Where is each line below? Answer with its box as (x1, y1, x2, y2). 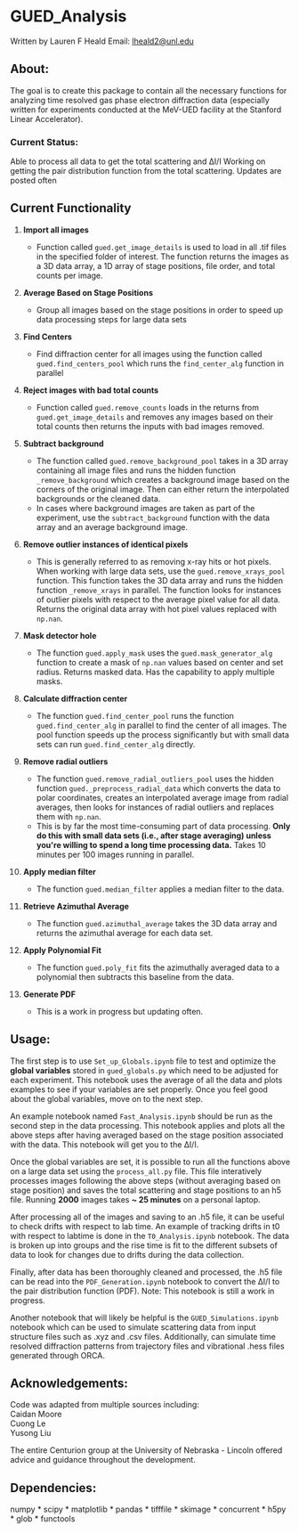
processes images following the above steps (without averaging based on (10, 1175, 281, 1186)
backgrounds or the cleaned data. (36, 493, 161, 504)
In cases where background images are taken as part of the (36, 502, 255, 513)
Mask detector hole (22, 630, 97, 640)
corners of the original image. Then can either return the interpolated (36, 484, 290, 494)
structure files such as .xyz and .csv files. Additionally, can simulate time (10, 1331, 277, 1341)
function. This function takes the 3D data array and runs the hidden (36, 575, 284, 585)
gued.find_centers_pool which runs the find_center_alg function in (36, 358, 284, 369)
